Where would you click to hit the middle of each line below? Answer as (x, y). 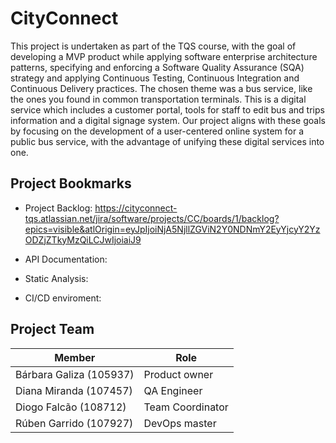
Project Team (52, 329)
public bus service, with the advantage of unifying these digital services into (167, 141)
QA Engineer (173, 390)
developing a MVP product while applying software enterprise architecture (164, 56)
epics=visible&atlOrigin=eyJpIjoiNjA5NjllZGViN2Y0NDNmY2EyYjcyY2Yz (172, 229)
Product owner (178, 374)
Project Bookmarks (71, 183)
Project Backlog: (58, 208)
